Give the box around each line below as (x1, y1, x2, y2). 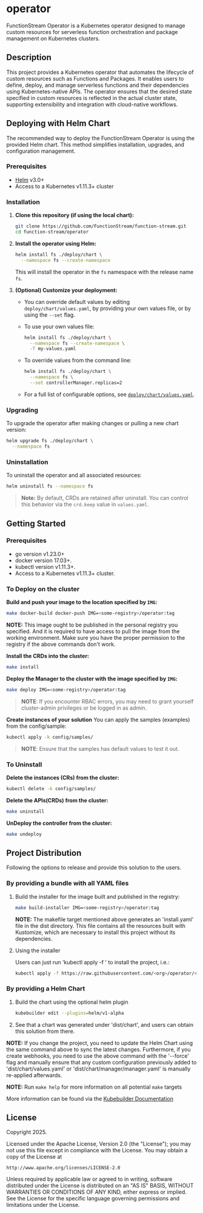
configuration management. (6, 147, 76, 155)
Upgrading (6, 406, 38, 414)
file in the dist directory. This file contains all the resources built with (15, 922, 186, 929)
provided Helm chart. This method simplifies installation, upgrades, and (6, 141, 185, 148)
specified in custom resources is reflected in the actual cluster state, (6, 94, 178, 101)
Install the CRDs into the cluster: (6, 652, 90, 659)
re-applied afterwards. (6, 1071, 62, 1078)
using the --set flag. (24, 311, 76, 318)
